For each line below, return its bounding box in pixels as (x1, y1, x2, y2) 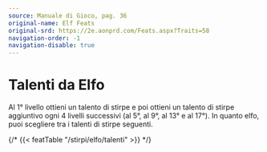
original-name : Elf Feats (8, 19, 95, 27)
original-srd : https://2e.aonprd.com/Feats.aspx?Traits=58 (8, 26, 210, 34)
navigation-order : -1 (8, 34, 81, 42)
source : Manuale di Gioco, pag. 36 (8, 11, 127, 20)
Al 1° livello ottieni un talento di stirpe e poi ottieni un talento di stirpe (8, 102, 235, 112)
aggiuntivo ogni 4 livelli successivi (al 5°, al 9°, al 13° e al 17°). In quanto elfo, (8, 111, 260, 121)
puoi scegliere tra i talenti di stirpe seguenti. (8, 119, 154, 129)
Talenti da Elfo (8, 76, 105, 94)
